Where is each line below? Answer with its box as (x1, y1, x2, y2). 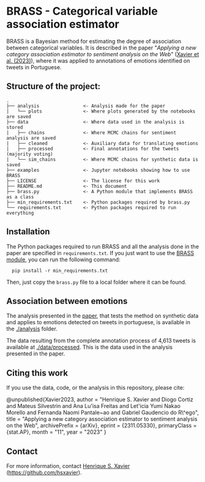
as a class (6, 194, 34, 200)
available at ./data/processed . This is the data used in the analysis (6, 344, 173, 351)
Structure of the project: (6, 81, 101, 92)
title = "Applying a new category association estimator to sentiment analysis (6, 415, 198, 423)
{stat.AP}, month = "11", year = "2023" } (6, 428, 106, 436)
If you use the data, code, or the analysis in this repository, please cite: (6, 384, 185, 391)
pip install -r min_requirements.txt (12, 267, 108, 273)
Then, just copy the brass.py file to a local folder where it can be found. (6, 278, 187, 286)
